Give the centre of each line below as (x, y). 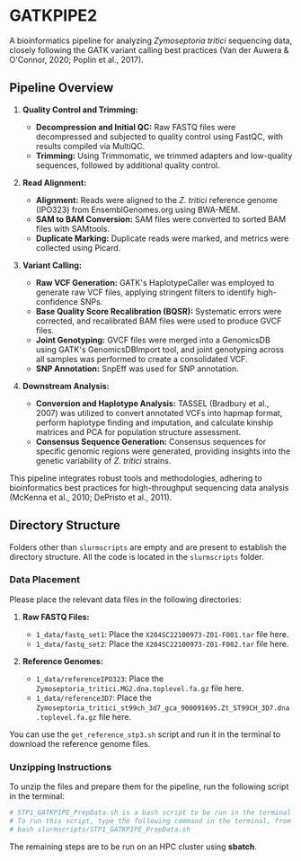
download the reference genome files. (80, 743)
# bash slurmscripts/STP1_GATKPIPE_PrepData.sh (100, 829)
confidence (57, 301)
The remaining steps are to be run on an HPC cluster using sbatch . (133, 847)
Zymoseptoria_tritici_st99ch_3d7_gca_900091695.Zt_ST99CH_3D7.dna (163, 708)
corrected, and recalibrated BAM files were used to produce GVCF (159, 321)
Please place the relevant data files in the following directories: (125, 599)
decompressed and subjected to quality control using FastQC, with (159, 137)
